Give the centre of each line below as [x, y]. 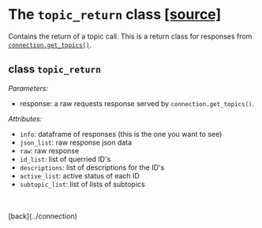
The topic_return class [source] [115, 15]
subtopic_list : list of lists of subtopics [82, 184]
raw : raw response [49, 150]
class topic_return [54, 70]
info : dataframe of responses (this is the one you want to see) [121, 134]
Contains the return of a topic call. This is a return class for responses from [130, 36]
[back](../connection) [43, 216]
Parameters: [28, 88]
